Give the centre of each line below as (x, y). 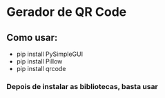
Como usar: (32, 38)
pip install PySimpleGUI (50, 54)
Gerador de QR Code (67, 12)
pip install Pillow (39, 61)
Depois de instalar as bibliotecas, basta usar (82, 86)
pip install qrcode (41, 69)
